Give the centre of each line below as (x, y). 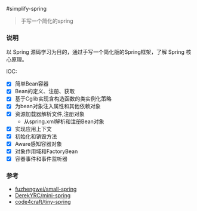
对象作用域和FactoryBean (46, 151)
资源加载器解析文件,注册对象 (50, 114)
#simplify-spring (26, 9)
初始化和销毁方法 (36, 136)
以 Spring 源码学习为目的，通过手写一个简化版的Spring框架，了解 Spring (96, 52)
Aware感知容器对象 (39, 143)
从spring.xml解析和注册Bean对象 (64, 121)
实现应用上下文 (33, 129)
